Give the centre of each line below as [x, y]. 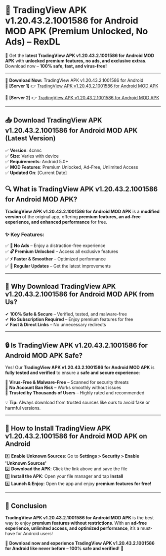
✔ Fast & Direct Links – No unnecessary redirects [56, 324]
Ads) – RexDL [33, 42]
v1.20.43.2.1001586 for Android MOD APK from [80, 294]
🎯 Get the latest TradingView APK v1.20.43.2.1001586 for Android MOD [80, 55]
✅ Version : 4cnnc [23, 150]
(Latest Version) [30, 138]
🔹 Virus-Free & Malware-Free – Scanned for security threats [67, 382]
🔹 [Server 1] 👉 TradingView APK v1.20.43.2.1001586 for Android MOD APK [82, 86]
